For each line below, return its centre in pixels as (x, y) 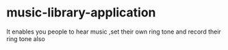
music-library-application (81, 13)
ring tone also (26, 38)
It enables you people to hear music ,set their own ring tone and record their (114, 32)
